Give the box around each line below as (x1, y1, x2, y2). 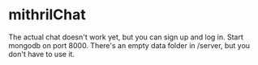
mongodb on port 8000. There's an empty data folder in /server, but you (8, 40, 250, 50)
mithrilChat (8, 6, 87, 24)
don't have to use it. (8, 49, 75, 59)
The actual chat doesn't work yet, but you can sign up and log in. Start (8, 32, 243, 42)
